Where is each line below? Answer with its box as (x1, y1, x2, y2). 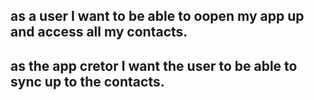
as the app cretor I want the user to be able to (10, 57, 298, 74)
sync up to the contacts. (10, 73, 165, 90)
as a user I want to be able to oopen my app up (10, 8, 305, 25)
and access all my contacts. (10, 24, 188, 41)
